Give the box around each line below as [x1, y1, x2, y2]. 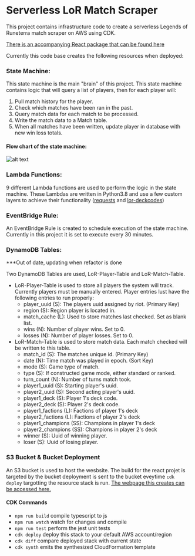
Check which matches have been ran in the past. [14, 104, 133, 111]
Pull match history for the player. [14, 98, 93, 105]
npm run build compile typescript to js [14, 512, 107, 519]
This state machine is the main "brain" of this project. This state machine [6, 80, 182, 87]
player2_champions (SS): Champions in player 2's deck [23, 426, 157, 433]
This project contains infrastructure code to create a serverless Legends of [6, 23, 188, 30]
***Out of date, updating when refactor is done [6, 259, 122, 266]
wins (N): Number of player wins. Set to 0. [23, 325, 125, 333]
